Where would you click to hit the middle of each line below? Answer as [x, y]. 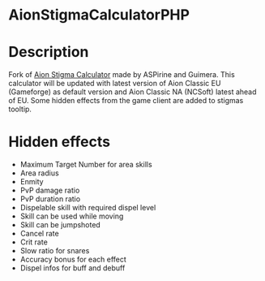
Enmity [32, 182]
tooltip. [20, 109]
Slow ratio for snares [55, 251]
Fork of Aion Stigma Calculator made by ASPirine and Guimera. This [122, 75]
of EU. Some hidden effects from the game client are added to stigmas [126, 101]
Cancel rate [39, 234]
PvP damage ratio [50, 190]
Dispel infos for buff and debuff [73, 268]
